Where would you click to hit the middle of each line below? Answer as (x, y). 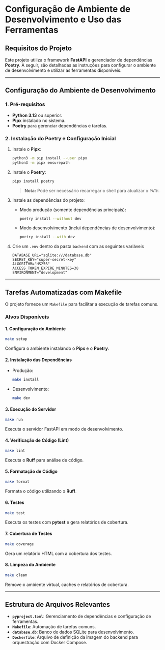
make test (15, 513)
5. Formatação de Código (31, 471)
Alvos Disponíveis (27, 317)
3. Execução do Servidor (31, 409)
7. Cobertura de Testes (29, 534)
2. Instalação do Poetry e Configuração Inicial (61, 138)
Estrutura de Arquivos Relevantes (58, 604)
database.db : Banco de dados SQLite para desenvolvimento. (73, 632)
